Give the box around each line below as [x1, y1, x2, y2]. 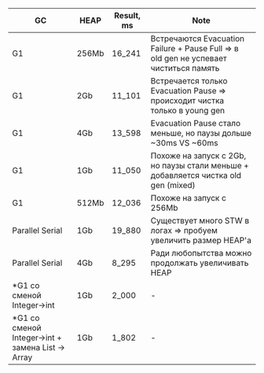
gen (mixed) [150, 180, 196, 190]
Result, [113, 10, 141, 20]
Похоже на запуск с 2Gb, [150, 150, 247, 161]
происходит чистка [150, 95, 225, 105]
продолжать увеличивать [150, 257, 249, 268]
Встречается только [150, 76, 228, 86]
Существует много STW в [150, 216, 250, 226]
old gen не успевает [150, 53, 227, 64]
